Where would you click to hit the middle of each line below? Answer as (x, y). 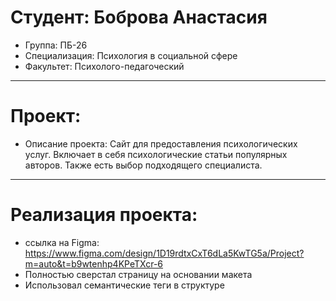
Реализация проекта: (104, 215)
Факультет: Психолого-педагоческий (104, 66)
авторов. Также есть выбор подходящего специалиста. (143, 165)
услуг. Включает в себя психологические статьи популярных (156, 154)
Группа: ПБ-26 (56, 45)
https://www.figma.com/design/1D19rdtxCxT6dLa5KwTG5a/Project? (164, 253)
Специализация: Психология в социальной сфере (131, 55)
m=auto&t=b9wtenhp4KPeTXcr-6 (94, 263)
